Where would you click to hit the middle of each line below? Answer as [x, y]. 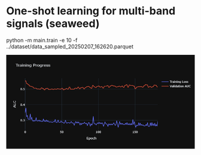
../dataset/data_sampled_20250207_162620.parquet [70, 46]
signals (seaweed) [53, 24]
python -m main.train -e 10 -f [42, 40]
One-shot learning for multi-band [91, 11]
